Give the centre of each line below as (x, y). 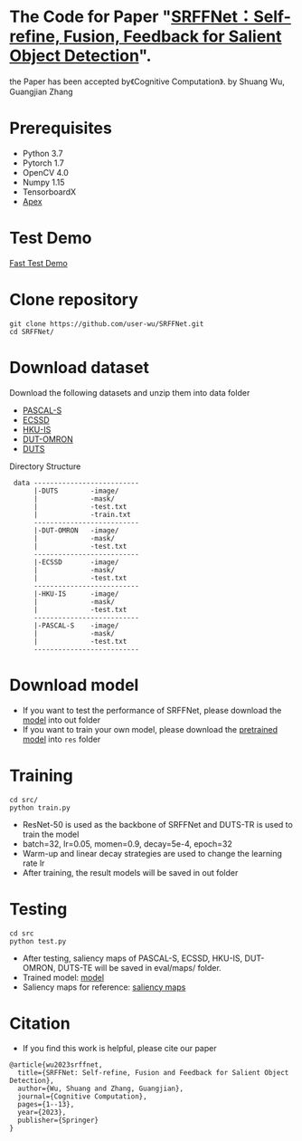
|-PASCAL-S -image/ (76, 625)
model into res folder (61, 739)
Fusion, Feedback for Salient (172, 37)
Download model (74, 685)
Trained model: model (63, 977)
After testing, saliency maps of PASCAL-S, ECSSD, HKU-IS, (132, 958)
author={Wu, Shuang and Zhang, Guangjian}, (100, 1089)
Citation (40, 1023)
